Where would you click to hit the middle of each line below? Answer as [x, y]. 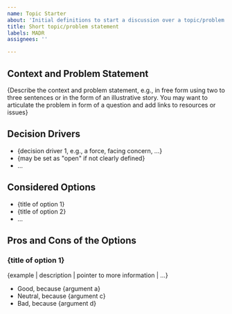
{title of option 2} [42, 211]
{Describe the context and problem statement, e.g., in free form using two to [116, 90]
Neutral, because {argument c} [61, 296]
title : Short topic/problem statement [63, 26]
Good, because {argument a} [59, 289]
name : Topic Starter [37, 14]
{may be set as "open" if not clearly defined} [81, 158]
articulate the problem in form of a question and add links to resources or [111, 105]
